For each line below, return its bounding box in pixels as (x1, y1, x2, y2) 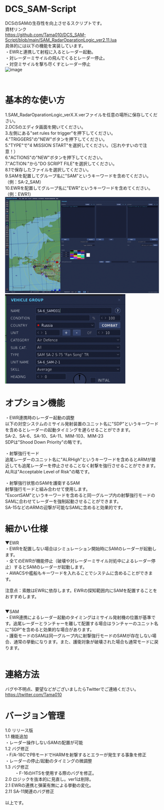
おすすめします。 (5, 594, 39, 599)
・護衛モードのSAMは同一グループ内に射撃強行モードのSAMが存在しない (5, 633, 152, 639)
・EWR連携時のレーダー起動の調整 (5, 414, 75, 421)
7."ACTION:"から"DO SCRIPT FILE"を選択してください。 (5, 160, 117, 167)
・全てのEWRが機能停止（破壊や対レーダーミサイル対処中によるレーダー (5, 558, 151, 564)
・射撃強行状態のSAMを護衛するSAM (5, 480, 80, 486)
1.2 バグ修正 (5, 746, 29, 751)
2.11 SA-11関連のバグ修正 (5, 788, 55, 794)
